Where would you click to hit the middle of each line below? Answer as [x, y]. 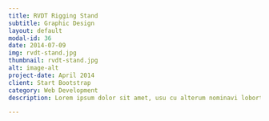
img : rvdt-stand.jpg [43, 53]
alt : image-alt [34, 68]
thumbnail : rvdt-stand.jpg [53, 61]
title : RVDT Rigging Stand [53, 16]
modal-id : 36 [30, 38]
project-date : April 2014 [51, 75]
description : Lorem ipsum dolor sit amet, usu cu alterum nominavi [123, 98]
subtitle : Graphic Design [51, 23]
